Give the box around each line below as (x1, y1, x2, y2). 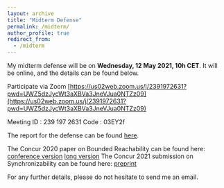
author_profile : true (7, 29, 70, 37)
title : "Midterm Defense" (7, 17, 82, 24)
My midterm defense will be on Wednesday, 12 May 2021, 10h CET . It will (7, 62, 218, 69)
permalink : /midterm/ (7, 23, 70, 30)
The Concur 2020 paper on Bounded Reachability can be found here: (7, 145, 206, 153)
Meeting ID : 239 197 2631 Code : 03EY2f (7, 118, 126, 126)
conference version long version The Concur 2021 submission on (7, 152, 194, 160)
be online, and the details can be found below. (7, 69, 139, 77)
